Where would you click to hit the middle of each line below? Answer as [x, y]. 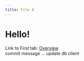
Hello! [18, 34]
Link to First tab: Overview [32, 48]
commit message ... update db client [42, 53]
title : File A [20, 10]
